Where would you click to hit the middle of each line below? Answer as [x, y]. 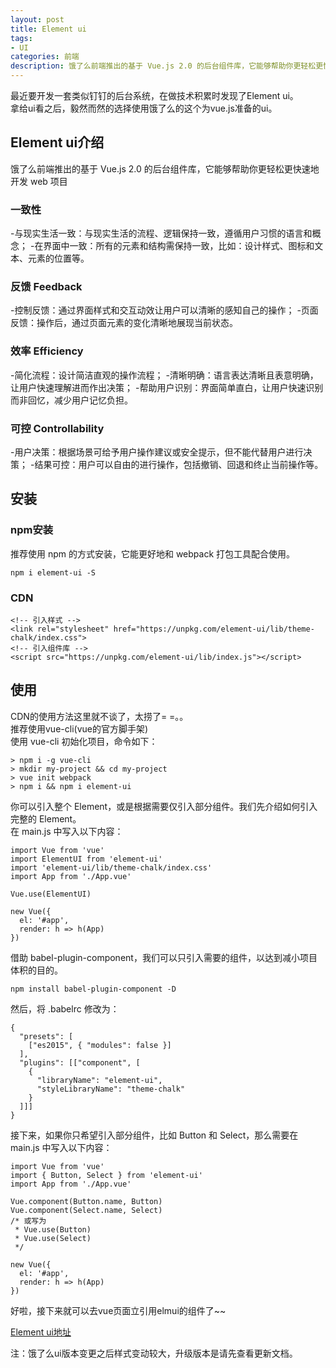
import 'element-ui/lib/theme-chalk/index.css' [111, 867]
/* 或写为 [28, 1221]
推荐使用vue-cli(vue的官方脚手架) [79, 728]
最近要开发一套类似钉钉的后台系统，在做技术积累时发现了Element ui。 [154, 95]
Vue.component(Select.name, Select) [86, 1210]
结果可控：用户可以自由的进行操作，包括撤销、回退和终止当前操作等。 [179, 464]
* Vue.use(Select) [53, 1238]
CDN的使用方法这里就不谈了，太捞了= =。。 [99, 716]
